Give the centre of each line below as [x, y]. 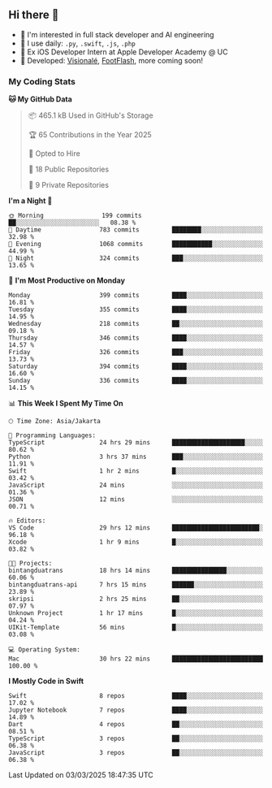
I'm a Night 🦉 [30, 201]
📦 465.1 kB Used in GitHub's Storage [91, 115]
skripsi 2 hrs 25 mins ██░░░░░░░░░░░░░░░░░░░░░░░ [136, 599]
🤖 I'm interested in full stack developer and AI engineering [117, 34]
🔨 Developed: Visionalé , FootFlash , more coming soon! [111, 60]
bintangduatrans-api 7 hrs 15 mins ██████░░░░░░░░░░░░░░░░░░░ [136, 585]
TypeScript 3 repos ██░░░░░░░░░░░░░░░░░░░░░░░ [136, 739]
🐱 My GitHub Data [41, 99]
